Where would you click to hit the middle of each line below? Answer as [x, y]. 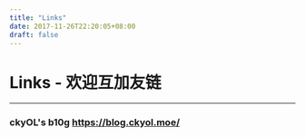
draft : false [34, 34]
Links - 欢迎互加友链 [85, 82]
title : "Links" [38, 18]
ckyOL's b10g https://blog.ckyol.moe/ [94, 122]
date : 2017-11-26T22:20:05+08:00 [73, 26]
